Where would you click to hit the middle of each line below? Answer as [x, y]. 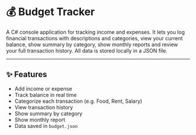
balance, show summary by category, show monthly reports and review [92, 44]
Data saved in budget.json [46, 126]
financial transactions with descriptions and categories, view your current [94, 38]
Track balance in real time [45, 95]
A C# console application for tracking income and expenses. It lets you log [95, 32]
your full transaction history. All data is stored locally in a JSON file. [87, 50]
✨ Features [27, 75]
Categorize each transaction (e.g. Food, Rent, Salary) [78, 101]
